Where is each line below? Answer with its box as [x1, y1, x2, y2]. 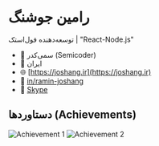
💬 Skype [19, 84, 48, 94]
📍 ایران [19, 59, 43, 68]
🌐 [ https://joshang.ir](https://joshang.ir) [19, 67, 152, 76]
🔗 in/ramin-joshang [19, 76, 84, 86]
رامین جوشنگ [8, 8, 90, 26]
